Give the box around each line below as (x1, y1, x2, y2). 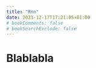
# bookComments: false (6, 20, 63, 26)
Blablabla (6, 52, 54, 65)
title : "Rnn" (6, 8, 39, 15)
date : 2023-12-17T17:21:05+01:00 (6, 14, 91, 20)
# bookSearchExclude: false (6, 25, 77, 32)
